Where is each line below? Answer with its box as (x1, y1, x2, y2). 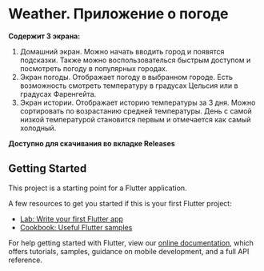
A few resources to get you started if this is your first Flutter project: (8, 198, 232, 208)
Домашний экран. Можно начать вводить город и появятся (19, 46, 225, 56)
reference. (8, 255, 42, 265)
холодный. (19, 123, 57, 133)
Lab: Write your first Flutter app (19, 213, 124, 224)
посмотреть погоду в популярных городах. (19, 63, 168, 73)
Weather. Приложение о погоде (8, 5, 229, 23)
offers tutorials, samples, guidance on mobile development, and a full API (8, 246, 250, 256)
